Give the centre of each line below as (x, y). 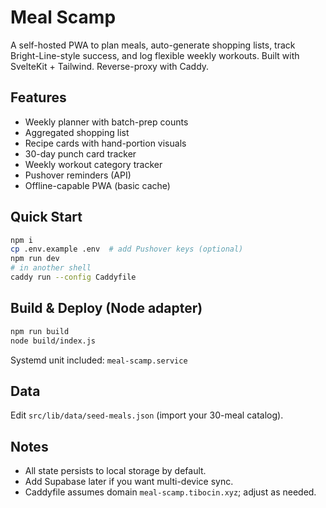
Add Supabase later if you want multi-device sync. (129, 482)
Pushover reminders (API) (78, 175)
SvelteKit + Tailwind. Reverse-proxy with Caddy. (110, 66)
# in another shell (51, 268)
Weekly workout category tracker (93, 164)
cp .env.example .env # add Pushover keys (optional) (127, 249)
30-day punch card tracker (80, 153)
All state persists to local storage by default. (115, 471)
